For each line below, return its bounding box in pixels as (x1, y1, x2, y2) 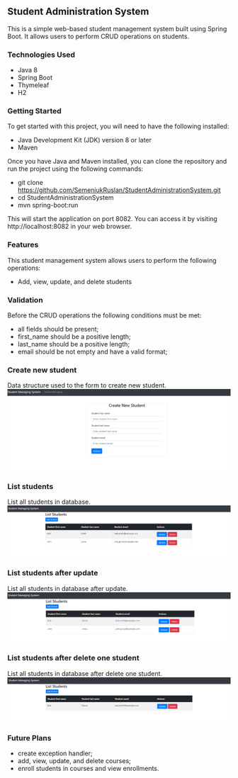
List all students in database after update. (7, 584, 128, 592)
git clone (17, 179, 44, 187)
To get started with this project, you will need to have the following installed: (7, 122, 229, 130)
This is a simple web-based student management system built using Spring (7, 24, 227, 33)
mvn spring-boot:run (17, 201, 79, 210)
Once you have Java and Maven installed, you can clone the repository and (7, 157, 227, 166)
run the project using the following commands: (7, 164, 144, 173)
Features (7, 240, 39, 250)
